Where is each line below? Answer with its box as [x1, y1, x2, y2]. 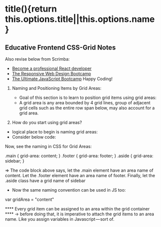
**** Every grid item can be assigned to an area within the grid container [5, 206, 150, 211]
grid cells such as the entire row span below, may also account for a [19, 105, 155, 111]
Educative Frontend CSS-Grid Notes [5, 43, 116, 51]
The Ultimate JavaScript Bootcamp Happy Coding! [12, 76, 113, 81]
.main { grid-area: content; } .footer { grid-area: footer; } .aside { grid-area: [5, 153, 154, 159]
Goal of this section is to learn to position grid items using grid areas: [19, 95, 157, 100]
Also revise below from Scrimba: [5, 56, 70, 62]
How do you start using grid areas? [12, 120, 82, 125]
